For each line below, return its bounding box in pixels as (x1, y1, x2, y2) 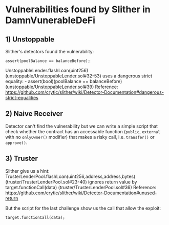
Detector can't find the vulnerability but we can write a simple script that (5, 123, 158, 129)
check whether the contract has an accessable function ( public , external (5, 128, 160, 134)
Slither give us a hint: (5, 168, 50, 174)
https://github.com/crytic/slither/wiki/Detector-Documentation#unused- (5, 190, 157, 196)
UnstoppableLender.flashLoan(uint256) (5, 68, 89, 73)
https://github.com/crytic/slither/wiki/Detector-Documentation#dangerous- (5, 89, 164, 95)
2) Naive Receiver (5, 109, 63, 118)
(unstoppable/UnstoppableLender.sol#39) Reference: (5, 84, 118, 90)
